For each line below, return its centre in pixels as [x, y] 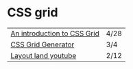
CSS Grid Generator [43, 44]
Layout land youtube [44, 55]
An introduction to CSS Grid [55, 33]
